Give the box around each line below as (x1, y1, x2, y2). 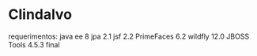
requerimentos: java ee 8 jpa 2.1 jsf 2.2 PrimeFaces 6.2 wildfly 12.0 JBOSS (8, 32, 250, 41)
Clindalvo (8, 6, 73, 24)
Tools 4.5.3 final (8, 39, 61, 49)
